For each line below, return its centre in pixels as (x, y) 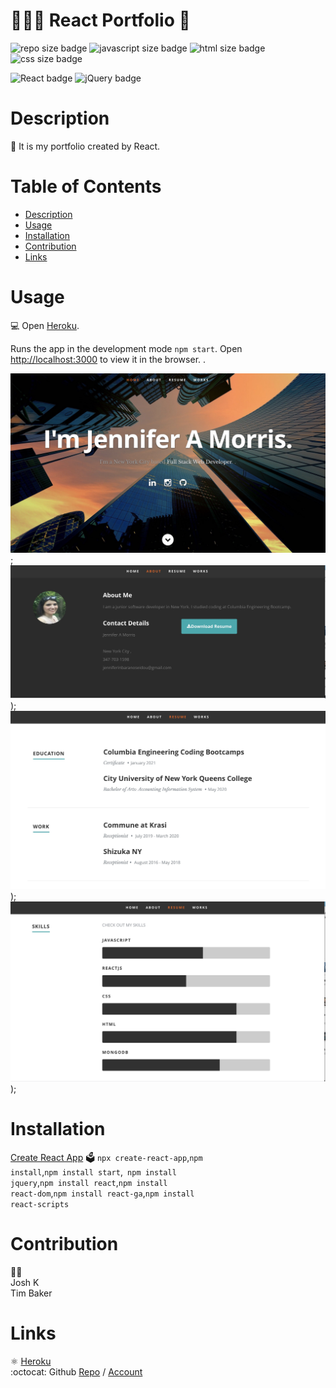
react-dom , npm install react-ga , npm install (102, 1193)
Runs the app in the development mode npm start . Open (126, 348)
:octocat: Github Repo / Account (76, 1372)
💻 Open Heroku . (45, 325)
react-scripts (40, 1205)
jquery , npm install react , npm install (89, 1183)
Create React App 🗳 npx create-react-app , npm (106, 1158)
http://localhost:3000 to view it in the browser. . (108, 359)
